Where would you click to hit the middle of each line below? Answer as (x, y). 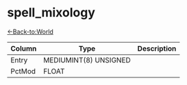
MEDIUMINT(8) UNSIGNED (87, 60)
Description (157, 48)
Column (24, 48)
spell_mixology (51, 13)
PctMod (23, 71)
